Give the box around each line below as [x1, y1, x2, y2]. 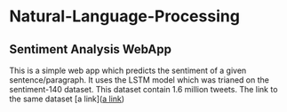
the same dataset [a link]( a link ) [9, 93, 125, 104]
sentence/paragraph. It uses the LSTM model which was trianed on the [9, 75, 269, 85]
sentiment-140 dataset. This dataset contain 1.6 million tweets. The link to [9, 84, 278, 94]
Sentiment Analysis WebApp [9, 42, 171, 57]
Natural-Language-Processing [9, 6, 240, 27]
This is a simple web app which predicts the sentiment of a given [9, 65, 247, 76]
